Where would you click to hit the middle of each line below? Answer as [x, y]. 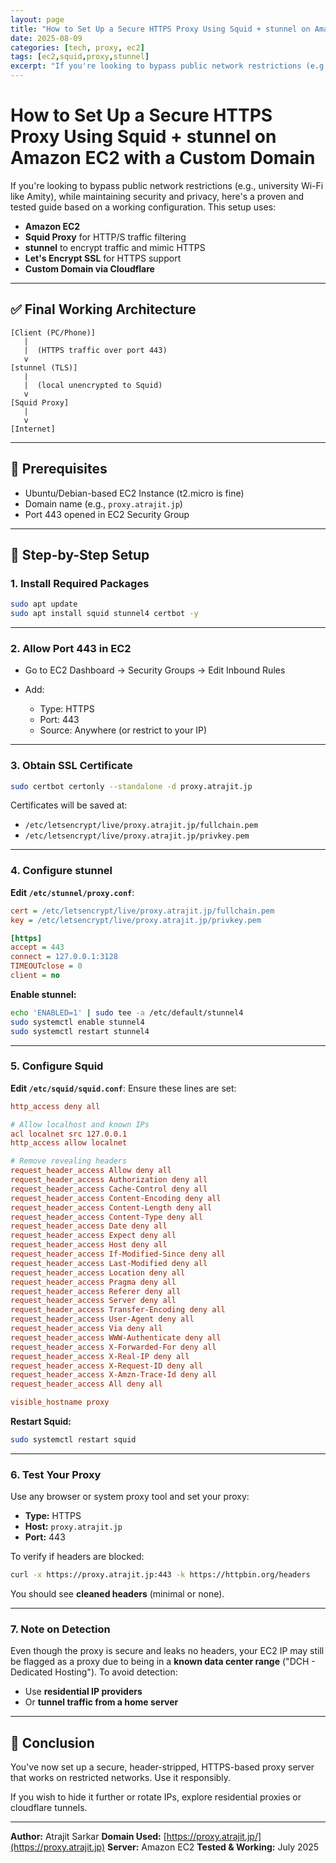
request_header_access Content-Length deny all [111, 1207]
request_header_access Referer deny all [96, 1291]
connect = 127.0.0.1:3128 [64, 957]
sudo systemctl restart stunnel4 [80, 1031]
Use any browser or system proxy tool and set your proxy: [130, 1497]
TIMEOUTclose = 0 [46, 966]
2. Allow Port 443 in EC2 [71, 648]
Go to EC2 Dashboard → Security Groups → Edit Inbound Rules [155, 670]
